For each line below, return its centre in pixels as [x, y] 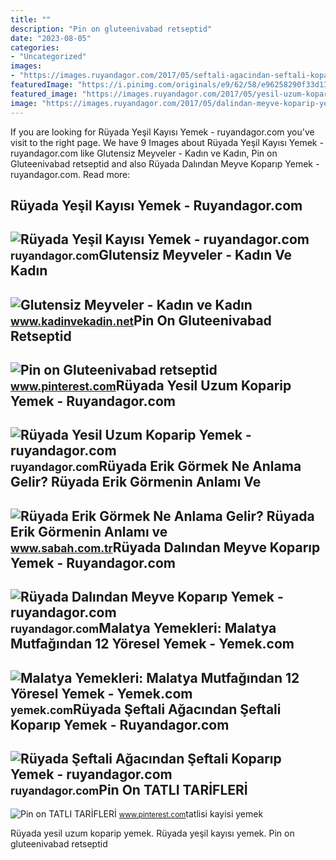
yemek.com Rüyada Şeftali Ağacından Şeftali [146, 709]
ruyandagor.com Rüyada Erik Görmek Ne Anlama [156, 466]
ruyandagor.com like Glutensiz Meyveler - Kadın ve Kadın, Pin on [144, 153]
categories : [35, 47]
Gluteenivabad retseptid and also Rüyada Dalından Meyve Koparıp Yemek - [165, 163]
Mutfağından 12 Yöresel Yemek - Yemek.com [152, 644]
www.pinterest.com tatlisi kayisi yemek [191, 814]
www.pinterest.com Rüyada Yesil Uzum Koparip [151, 386]
